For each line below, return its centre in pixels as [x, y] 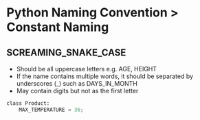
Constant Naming [58, 27]
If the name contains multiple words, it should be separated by [105, 76]
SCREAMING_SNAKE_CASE [66, 52]
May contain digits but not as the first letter [77, 91]
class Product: [28, 104]
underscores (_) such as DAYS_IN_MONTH [77, 83]
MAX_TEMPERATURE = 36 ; [51, 110]
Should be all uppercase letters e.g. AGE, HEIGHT [87, 69]
